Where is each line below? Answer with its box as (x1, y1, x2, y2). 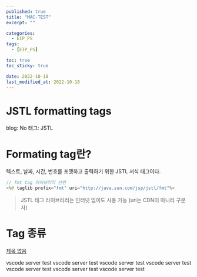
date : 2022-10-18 (6, 73, 49, 80)
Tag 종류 (6, 227, 46, 240)
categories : (6, 30, 35, 36)
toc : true (6, 57, 31, 63)
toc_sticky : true (6, 62, 49, 68)
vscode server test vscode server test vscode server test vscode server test (6, 259, 192, 266)
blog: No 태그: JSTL (6, 124, 54, 131)
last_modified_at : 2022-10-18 (6, 79, 81, 85)
